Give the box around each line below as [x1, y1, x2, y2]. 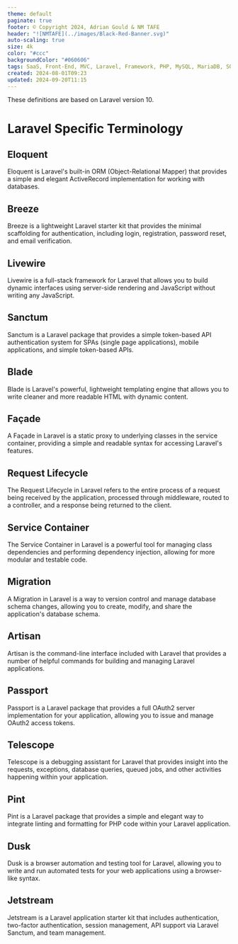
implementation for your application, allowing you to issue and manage [7, 711, 214, 720]
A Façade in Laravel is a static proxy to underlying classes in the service [7, 431, 218, 440]
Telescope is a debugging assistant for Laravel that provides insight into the [7, 758, 229, 766]
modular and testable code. [7, 555, 88, 564]
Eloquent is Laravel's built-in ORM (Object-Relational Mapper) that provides [7, 167, 227, 176]
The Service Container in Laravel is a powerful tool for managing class [7, 540, 212, 549]
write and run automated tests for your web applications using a [7, 866, 194, 875]
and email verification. [7, 237, 72, 245]
